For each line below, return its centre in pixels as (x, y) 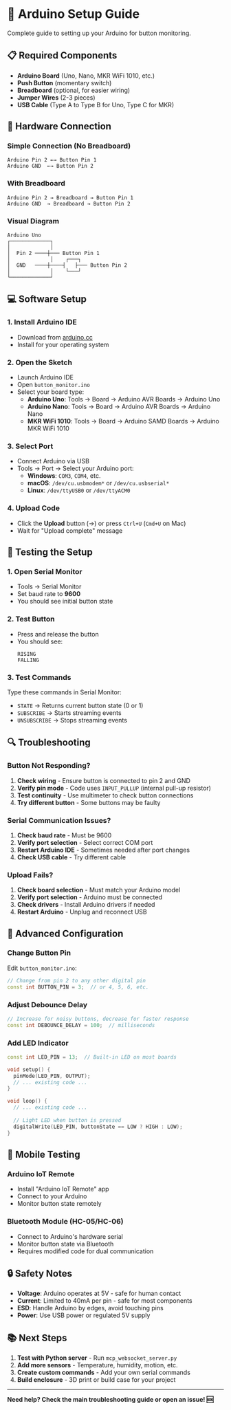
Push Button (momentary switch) (64, 82)
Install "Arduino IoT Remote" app (63, 1189)
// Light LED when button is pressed (67, 1120)
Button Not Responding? (49, 766)
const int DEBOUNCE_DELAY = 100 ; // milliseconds (81, 1025)
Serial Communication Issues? (59, 820)
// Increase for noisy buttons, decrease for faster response (98, 1019)
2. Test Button (31, 619)
